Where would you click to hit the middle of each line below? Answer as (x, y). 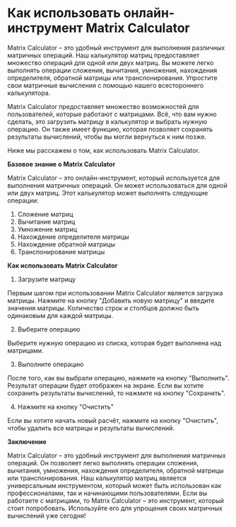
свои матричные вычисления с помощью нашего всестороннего (106, 85)
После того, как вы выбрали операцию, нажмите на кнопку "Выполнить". (118, 378)
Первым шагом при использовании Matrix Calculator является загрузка (115, 293)
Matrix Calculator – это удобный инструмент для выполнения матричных (117, 455)
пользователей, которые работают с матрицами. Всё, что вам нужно (112, 114)
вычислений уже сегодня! (47, 516)
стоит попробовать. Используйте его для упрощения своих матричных (115, 508)
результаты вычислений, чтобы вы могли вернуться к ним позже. (107, 137)
